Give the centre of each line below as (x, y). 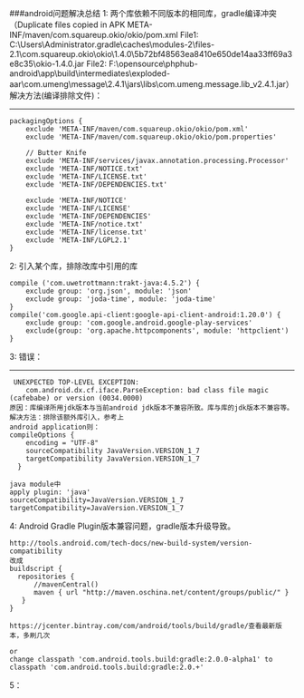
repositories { (46, 577)
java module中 (35, 484)
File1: (189, 35)
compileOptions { (42, 435)
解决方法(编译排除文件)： (56, 95)
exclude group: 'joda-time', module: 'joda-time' (121, 299)
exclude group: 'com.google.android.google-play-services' (139, 323)
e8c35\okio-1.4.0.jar (47, 63)
